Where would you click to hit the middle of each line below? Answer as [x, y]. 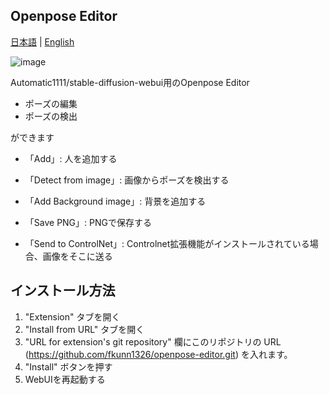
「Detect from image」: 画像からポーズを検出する [127, 180]
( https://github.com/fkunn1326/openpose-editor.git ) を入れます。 [158, 354]
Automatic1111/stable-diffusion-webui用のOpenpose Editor [130, 82]
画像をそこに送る [77, 256]
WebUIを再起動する [65, 379]
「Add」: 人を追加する [71, 158]
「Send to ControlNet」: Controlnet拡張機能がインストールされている [167, 243]
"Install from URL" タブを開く [84, 329]
